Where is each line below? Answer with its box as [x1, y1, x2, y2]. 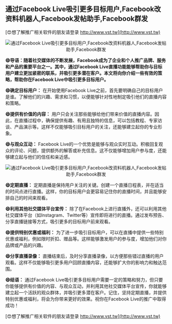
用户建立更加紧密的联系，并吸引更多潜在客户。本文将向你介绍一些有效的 [5, 70, 158, 76]
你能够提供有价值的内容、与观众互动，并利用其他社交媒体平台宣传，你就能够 [5, 283, 167, 289]
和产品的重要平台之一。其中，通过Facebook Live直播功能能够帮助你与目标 [5, 63, 163, 70]
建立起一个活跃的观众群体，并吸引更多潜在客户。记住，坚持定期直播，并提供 [5, 289, 167, 295]
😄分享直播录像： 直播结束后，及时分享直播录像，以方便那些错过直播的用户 [5, 253, 164, 259]
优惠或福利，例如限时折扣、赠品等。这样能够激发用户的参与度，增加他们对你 [5, 235, 167, 242]
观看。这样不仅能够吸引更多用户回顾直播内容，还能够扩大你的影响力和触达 [5, 259, 162, 265]
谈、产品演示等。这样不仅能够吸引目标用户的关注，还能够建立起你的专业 [5, 123, 158, 129]
